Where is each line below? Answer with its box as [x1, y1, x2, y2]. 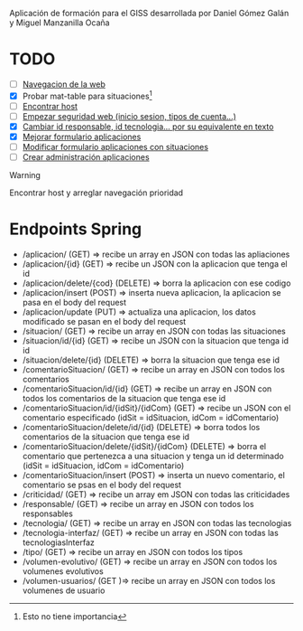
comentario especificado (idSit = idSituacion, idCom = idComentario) [22, 412, 280, 423]
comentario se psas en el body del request [22, 479, 182, 491]
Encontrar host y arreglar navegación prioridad [9, 187, 183, 198]
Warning [9, 170, 41, 181]
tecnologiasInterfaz [22, 537, 95, 548]
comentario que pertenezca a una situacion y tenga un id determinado [22, 451, 284, 462]
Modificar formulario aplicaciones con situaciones [22, 141, 209, 152]
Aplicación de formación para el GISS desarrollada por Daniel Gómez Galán [9, 8, 289, 18]
